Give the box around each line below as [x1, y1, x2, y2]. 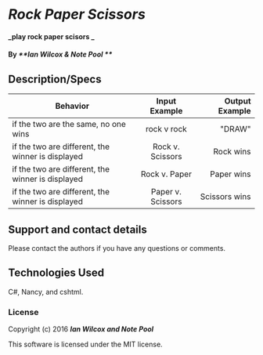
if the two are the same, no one [12, 119, 127, 130]
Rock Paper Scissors [8, 5, 146, 24]
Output [224, 96, 251, 107]
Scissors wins [200, 191, 251, 202]
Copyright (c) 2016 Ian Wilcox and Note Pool [8, 324, 154, 334]
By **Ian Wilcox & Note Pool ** [8, 49, 113, 60]
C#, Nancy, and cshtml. [8, 287, 84, 296]
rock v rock [145, 124, 188, 135]
